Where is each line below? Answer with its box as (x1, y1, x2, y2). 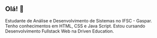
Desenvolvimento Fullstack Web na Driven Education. (5, 28, 114, 34)
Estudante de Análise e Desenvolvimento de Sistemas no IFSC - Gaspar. (5, 18, 153, 23)
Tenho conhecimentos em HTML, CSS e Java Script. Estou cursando (5, 23, 145, 29)
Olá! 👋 (5, 5, 24, 13)
